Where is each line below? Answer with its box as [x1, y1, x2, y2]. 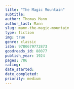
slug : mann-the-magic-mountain [5, 26, 70, 31]
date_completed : [5, 72, 38, 77]
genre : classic [5, 40, 37, 44]
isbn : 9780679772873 [5, 44, 48, 49]
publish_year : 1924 [5, 53, 45, 58]
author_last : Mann [5, 21, 43, 26]
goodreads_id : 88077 [5, 48, 48, 53]
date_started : [5, 67, 35, 72]
